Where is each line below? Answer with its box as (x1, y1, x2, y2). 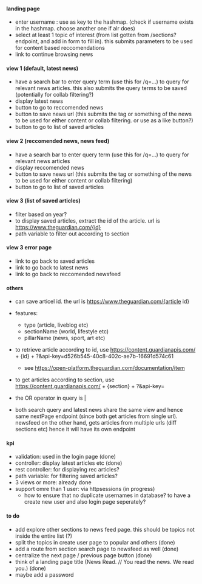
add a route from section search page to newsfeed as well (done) (15, 545, 179, 552)
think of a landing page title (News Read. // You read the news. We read (15, 558, 194, 565)
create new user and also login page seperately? (24, 498, 146, 506)
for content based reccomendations (15, 44, 105, 52)
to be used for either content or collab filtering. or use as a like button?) (15, 117, 194, 124)
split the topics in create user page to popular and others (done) (15, 538, 175, 546)
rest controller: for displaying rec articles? (15, 466, 120, 473)
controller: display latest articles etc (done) (15, 459, 123, 467)
